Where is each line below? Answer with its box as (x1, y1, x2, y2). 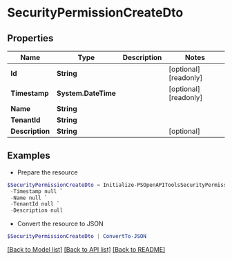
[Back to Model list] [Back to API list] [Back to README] (7, 246, 166, 254)
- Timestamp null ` (10, 188, 64, 194)
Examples (7, 150, 50, 161)
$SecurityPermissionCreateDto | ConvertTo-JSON (7, 233, 147, 240)
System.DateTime (56, 88, 116, 98)
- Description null (10, 207, 64, 214)
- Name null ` (10, 194, 48, 201)
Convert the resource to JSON (17, 219, 104, 228)
